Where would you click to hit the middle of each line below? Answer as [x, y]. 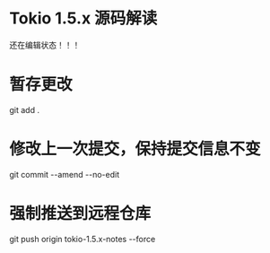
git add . [25, 109]
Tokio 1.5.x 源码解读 [83, 18]
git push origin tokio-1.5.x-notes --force [83, 239]
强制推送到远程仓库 [80, 214]
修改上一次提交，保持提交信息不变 [135, 149]
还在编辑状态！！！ [45, 45]
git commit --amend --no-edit [64, 174]
